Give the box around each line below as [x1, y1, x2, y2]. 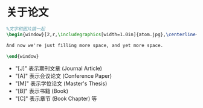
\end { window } [6, 53, 39, 59]
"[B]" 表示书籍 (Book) [14, 87, 68, 95]
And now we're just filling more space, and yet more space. [6, 42, 164, 48]
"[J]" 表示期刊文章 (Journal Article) [14, 65, 103, 72]
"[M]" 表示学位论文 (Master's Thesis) [14, 80, 108, 87]
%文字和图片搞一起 [6, 25, 45, 32]
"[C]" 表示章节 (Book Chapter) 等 [14, 95, 97, 103]
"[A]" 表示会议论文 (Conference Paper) [14, 72, 112, 80]
